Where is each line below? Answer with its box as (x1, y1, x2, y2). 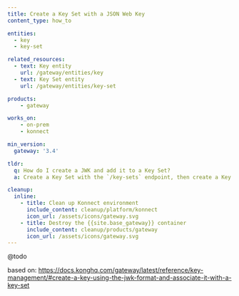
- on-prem (20, 122, 50, 129)
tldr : (7, 160, 24, 167)
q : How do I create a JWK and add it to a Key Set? (14, 166, 171, 174)
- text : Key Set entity (14, 75, 84, 83)
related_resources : (7, 56, 66, 63)
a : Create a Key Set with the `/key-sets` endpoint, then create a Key (14, 174, 232, 181)
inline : (14, 193, 37, 200)
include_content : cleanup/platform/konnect (26, 206, 158, 213)
